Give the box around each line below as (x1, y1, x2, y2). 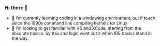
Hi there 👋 (4, 4, 29, 11)
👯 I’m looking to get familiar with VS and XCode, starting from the (11, 25, 141, 31)
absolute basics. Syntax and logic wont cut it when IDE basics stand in (11, 31, 152, 36)
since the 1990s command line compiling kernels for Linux (11, 20, 128, 26)
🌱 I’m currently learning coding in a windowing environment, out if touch (11, 15, 156, 21)
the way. (11, 35, 29, 41)
